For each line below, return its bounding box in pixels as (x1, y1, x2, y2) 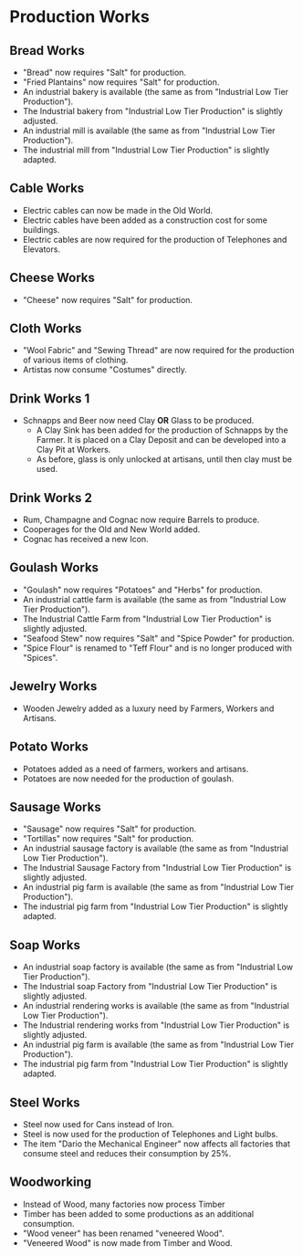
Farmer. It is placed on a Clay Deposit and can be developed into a (36, 434, 287, 445)
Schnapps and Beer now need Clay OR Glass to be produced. (22, 415, 255, 426)
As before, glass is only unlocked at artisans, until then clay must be (36, 454, 292, 465)
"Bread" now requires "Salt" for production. (22, 67, 187, 78)
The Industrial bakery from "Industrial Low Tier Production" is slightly (22, 106, 283, 116)
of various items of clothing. (22, 354, 129, 366)
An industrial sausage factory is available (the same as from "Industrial (22, 843, 289, 854)
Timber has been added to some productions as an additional (22, 1208, 254, 1219)
